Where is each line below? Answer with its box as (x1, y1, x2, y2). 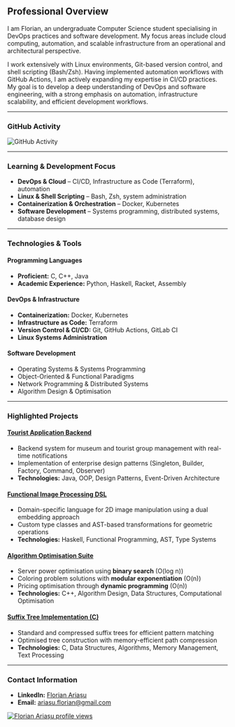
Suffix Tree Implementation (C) (7, 613, 99, 621)
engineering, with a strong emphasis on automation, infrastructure (7, 90, 198, 98)
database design (17, 215, 66, 223)
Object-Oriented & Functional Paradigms (17, 372, 134, 381)
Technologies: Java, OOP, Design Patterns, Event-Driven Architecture (17, 474, 220, 482)
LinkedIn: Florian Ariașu (17, 691, 87, 699)
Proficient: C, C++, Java (17, 271, 89, 280)
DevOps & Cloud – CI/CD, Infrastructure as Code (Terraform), (17, 177, 194, 186)
